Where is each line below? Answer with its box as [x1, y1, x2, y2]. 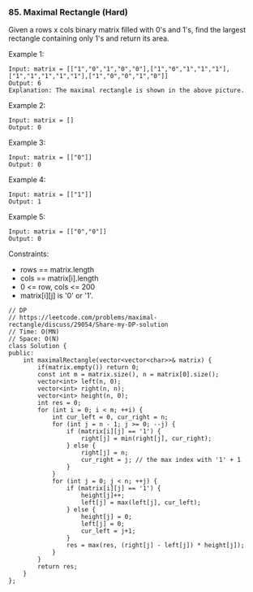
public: [8, 349, 35, 358]
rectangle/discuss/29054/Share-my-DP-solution [8, 320, 169, 329]
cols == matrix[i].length [19, 273, 99, 283]
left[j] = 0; [80, 520, 126, 529]
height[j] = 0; [80, 513, 132, 521]
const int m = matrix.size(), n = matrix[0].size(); [37, 371, 220, 379]
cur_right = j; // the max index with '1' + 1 [80, 456, 242, 464]
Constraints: [8, 249, 49, 259]
